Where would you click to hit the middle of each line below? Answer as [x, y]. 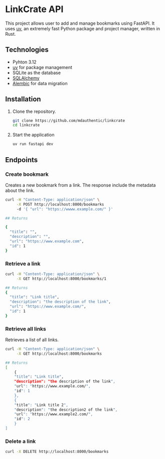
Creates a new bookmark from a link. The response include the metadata [80, 185]
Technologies [27, 50]
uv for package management [42, 67]
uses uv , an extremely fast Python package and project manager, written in [83, 28]
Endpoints [22, 160]
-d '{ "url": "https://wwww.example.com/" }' [65, 209]
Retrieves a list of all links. [32, 340]
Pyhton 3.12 [24, 62]
